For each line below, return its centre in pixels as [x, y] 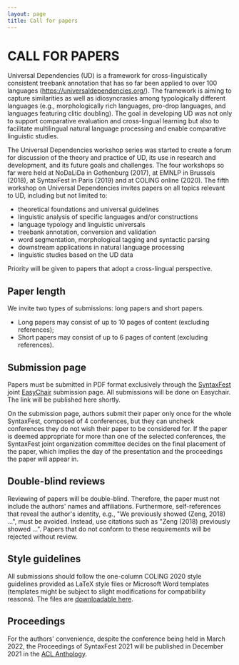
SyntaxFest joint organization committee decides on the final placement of [117, 444]
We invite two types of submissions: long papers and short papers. [106, 308]
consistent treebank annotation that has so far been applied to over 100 [112, 83]
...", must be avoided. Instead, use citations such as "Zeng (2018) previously [119, 521]
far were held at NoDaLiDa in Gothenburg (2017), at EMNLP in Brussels [111, 173]
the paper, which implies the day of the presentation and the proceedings [115, 452]
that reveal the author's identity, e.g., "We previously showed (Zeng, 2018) [117, 514]
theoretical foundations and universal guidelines [88, 209]
